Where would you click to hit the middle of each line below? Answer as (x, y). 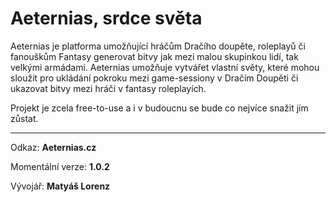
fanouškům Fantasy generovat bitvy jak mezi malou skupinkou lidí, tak (154, 56)
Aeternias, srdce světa (106, 18)
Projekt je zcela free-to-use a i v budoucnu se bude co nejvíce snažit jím (159, 108)
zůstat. (24, 118)
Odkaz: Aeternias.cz (53, 147)
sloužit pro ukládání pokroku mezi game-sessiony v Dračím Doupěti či (154, 78)
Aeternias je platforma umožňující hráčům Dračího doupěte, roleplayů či (158, 46)
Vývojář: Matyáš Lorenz (60, 186)
